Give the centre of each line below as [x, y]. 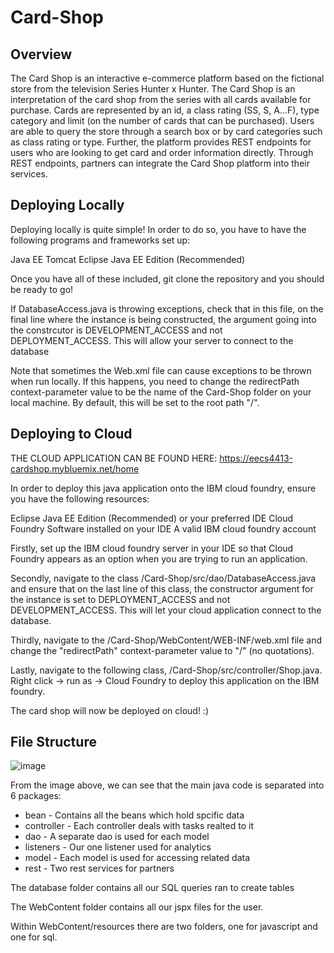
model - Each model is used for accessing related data [137, 858]
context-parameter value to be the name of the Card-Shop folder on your [161, 392]
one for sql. [34, 937]
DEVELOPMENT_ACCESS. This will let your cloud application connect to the [166, 610]
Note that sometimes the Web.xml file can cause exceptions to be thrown [161, 370]
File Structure [53, 742]
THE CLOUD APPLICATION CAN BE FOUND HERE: [114, 458]
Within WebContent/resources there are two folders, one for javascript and [164, 927]
